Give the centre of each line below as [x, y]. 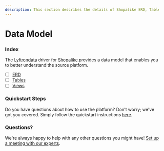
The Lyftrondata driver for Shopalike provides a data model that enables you [82, 60]
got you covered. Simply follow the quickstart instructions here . [69, 114]
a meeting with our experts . [33, 143]
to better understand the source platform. [47, 65]
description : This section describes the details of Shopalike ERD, [76, 10]
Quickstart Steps [26, 99]
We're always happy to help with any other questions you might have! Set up [82, 138]
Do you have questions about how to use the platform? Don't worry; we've [80, 109]
